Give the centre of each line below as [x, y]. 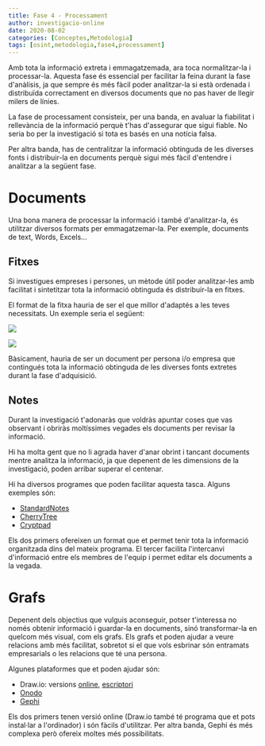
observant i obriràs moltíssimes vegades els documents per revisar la [122, 428]
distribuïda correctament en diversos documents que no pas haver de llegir [131, 93]
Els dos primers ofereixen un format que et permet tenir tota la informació [129, 540]
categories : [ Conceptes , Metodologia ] [71, 38]
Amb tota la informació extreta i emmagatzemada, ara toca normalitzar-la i [130, 68]
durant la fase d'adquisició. [53, 375]
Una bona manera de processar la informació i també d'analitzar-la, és [123, 220]
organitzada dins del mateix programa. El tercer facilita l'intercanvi [116, 548]
